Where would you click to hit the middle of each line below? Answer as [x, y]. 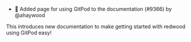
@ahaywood [30, 15]
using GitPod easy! [29, 33]
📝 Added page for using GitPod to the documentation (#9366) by [93, 9]
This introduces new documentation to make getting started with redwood [96, 27]
